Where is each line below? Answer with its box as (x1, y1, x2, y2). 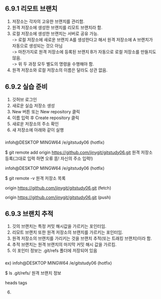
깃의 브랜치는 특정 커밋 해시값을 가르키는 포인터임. (12, 223, 106, 229)
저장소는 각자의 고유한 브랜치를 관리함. (12, 18, 85, 24)
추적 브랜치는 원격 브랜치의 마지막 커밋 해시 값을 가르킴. (12, 242, 117, 247)
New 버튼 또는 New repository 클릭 (12, 108, 80, 114)
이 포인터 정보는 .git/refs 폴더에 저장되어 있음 (12, 247, 98, 254)
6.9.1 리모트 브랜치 (5, 4, 58, 13)
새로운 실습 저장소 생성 (12, 103, 55, 108)
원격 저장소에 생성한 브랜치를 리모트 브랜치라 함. (12, 24, 102, 30)
